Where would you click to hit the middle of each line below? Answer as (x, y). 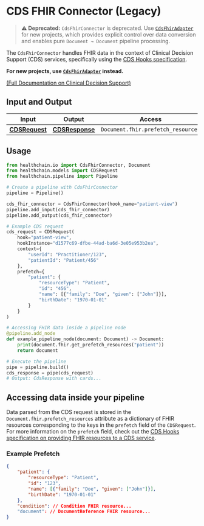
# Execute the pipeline (36, 361)
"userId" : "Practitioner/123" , (68, 254)
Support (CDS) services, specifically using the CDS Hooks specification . (97, 59)
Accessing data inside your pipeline (75, 397)
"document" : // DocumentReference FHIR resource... (84, 512)
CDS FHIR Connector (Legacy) (84, 11)
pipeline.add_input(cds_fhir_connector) (58, 209)
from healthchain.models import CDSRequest (62, 171)
